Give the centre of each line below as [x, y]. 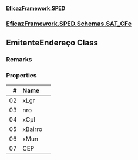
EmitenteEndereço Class [52, 42]
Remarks [19, 59]
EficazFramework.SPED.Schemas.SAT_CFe [69, 24]
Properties [21, 75]
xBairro [33, 129]
